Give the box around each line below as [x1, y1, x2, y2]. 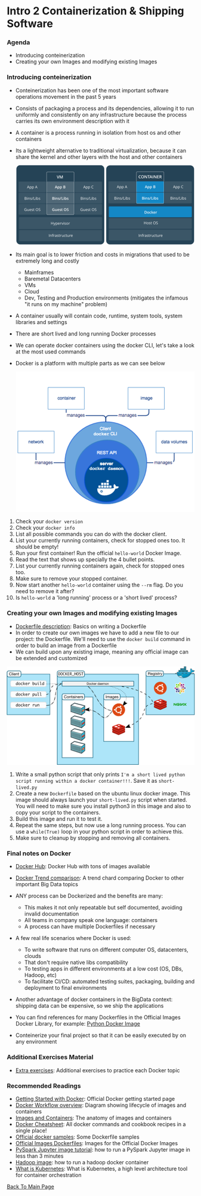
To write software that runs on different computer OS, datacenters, [24, 946, 188, 953]
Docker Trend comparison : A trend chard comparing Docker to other [15, 874, 184, 881]
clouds [24, 953, 41, 960]
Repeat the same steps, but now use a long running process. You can [15, 822, 187, 829]
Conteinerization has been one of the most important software [15, 87, 169, 94]
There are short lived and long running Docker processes [15, 330, 156, 337]
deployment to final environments [24, 984, 107, 991]
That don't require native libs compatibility [24, 959, 128, 966]
